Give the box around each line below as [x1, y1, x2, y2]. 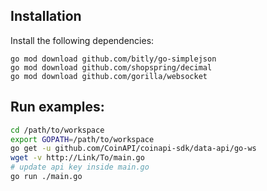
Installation [10, 8, 82, 25]
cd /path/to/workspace [10, 125, 105, 135]
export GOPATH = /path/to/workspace [10, 134, 155, 144]
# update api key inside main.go [10, 162, 150, 173]
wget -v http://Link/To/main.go [10, 153, 145, 163]
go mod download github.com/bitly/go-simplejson [10, 54, 217, 64]
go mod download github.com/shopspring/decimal [10, 62, 213, 73]
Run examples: [10, 99, 105, 116]
